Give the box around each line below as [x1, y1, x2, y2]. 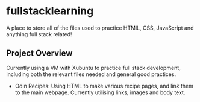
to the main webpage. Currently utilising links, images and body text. [14, 89, 186, 96]
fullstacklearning [6, 4, 94, 18]
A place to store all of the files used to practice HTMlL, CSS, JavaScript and [6, 24, 194, 31]
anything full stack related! [6, 30, 72, 37]
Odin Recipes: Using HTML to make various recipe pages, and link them [14, 82, 194, 89]
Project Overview [6, 48, 73, 59]
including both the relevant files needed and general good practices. [6, 71, 177, 78]
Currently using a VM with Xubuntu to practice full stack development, [6, 64, 181, 71]
